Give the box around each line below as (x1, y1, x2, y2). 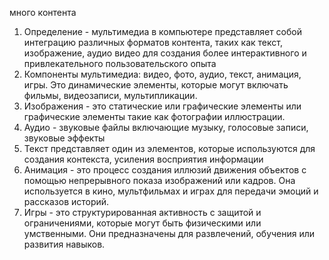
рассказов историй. (23, 196, 110, 207)
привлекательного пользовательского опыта (23, 58, 217, 69)
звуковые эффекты (23, 132, 106, 144)
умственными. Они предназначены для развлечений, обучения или (23, 228, 316, 239)
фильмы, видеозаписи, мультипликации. (23, 90, 198, 101)
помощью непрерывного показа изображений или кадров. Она (23, 175, 296, 186)
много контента (9, 7, 77, 18)
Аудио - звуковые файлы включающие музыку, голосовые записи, (23, 122, 309, 133)
